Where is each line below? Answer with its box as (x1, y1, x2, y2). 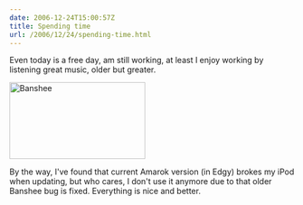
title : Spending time (9, 22, 91, 31)
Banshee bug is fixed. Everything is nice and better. (9, 186, 202, 197)
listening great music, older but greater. (9, 64, 156, 75)
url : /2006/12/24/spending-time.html (9, 30, 152, 39)
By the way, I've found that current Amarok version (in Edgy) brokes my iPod (9, 166, 295, 177)
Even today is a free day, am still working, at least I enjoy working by (9, 55, 264, 66)
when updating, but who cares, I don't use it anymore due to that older (9, 176, 272, 187)
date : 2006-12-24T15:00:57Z (9, 13, 116, 23)
